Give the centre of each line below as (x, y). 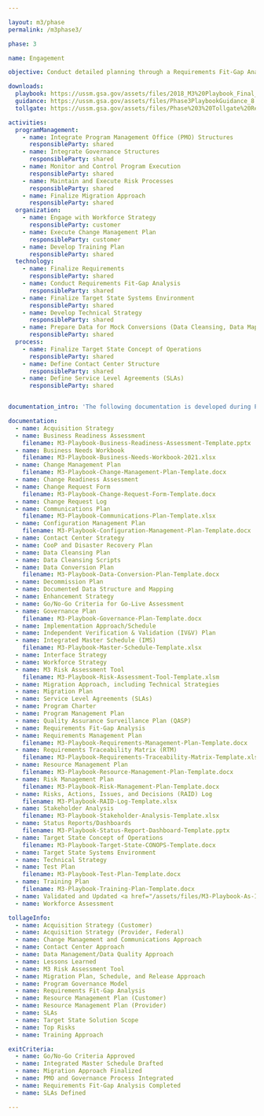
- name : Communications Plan (63, 509)
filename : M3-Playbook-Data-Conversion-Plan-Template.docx (121, 575)
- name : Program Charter (56, 706)
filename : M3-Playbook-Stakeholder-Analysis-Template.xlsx (121, 816)
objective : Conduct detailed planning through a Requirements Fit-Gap (126, 72)
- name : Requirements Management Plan (79, 735)
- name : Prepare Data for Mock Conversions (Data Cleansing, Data (133, 327)
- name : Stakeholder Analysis (64, 808)
